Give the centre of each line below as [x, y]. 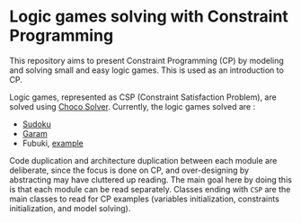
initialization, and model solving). [70, 208]
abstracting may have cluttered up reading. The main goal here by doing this [150, 179]
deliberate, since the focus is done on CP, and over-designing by [129, 170]
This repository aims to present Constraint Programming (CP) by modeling [147, 60]
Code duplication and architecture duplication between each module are [143, 160]
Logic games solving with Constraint [149, 17]
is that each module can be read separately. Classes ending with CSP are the [150, 189]
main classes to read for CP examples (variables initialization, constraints [145, 199]
